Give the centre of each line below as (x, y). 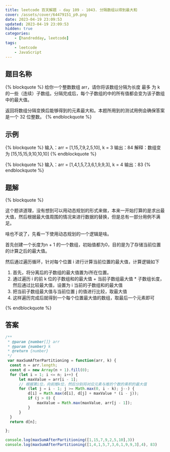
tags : (11, 43)
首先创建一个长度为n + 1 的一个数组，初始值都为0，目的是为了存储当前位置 (83, 244)
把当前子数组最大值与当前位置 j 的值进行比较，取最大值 (70, 291)
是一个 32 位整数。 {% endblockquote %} (49, 117)
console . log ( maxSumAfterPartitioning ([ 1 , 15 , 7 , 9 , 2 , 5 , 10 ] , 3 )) (70, 440)
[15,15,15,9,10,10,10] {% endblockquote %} (54, 154)
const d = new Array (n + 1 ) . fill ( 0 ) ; (50, 370)
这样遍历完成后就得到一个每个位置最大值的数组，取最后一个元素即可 (83, 298)
